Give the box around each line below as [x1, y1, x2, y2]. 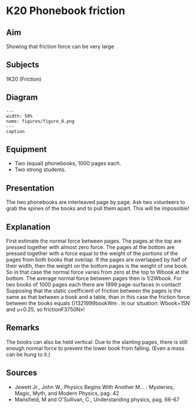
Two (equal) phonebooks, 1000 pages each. [14, 160, 121, 167]
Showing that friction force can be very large [6, 43, 114, 50]
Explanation [6, 221, 51, 232]
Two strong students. [14, 166, 66, 173]
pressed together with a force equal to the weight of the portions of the [6, 250, 178, 257]
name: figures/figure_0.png [6, 118, 75, 124]
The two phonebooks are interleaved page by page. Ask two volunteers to [6, 199, 185, 206]
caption [6, 128, 25, 134]
